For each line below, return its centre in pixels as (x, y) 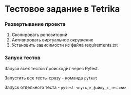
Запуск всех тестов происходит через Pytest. (52, 68)
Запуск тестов (23, 58)
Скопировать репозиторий (39, 35)
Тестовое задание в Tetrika (62, 9)
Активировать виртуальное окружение (52, 40)
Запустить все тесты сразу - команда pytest (51, 78)
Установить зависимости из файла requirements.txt (65, 45)
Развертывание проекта (35, 24)
